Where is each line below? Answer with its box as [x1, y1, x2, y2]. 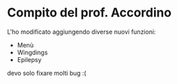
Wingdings [16, 48, 48, 56]
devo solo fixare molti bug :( [7, 69, 87, 77]
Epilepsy [16, 55, 42, 63]
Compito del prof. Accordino [7, 5, 172, 21]
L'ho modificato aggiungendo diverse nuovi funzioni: [7, 28, 156, 36]
